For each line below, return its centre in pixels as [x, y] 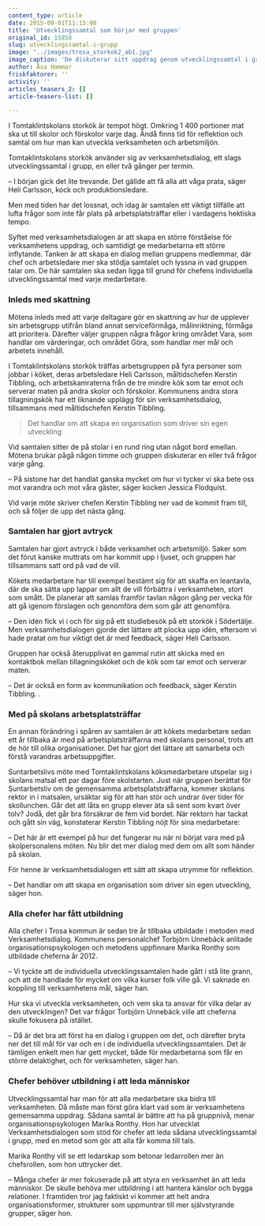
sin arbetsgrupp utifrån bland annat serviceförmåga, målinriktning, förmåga [131, 325]
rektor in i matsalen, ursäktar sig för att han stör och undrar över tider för [126, 797]
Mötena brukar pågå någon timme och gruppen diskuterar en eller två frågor [132, 455]
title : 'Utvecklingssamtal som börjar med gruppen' [95, 30]
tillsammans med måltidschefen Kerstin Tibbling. [87, 408]
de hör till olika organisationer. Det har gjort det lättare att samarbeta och [126, 748]
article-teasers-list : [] [50, 96]
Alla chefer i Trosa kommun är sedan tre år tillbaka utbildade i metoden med [131, 931]
